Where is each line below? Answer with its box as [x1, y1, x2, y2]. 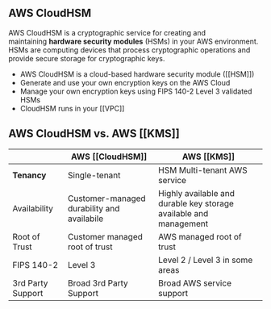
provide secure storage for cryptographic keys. [8, 53, 165, 63]
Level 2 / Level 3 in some [158, 254, 253, 265]
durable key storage [158, 198, 234, 209]
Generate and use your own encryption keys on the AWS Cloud [19, 77, 231, 87]
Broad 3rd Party [67, 278, 129, 289]
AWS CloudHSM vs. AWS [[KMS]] [8, 127, 180, 140]
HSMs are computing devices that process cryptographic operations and [8, 44, 251, 55]
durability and [67, 203, 120, 214]
